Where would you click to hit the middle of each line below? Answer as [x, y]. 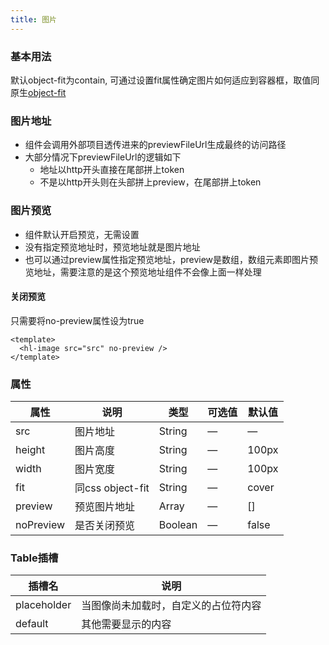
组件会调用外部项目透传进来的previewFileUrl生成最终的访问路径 [155, 145]
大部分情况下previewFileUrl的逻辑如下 [103, 157]
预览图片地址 [105, 507]
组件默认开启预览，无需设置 [82, 234]
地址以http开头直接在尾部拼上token [112, 170]
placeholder [43, 605]
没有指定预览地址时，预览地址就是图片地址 [112, 247]
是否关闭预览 [105, 526]
